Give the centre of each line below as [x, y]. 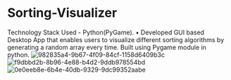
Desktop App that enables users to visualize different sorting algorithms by [116, 39]
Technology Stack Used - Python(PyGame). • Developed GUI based [106, 32]
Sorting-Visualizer [62, 13]
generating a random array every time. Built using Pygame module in [107, 47]
